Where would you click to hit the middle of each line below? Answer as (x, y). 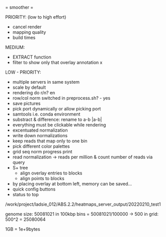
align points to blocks (42, 178)
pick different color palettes (41, 146)
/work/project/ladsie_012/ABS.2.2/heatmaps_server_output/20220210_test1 (83, 204)
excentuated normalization (40, 130)
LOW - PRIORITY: (23, 72)
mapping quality (29, 32)
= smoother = (19, 7)
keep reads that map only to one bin (50, 141)
